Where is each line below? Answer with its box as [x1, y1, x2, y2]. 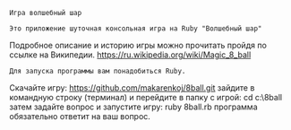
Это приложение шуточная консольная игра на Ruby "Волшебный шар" [9, 24, 262, 33]
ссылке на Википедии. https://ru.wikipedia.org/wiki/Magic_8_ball [9, 49, 252, 60]
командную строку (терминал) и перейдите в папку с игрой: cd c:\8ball [9, 92, 283, 102]
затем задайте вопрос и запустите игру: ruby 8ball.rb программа [9, 101, 258, 112]
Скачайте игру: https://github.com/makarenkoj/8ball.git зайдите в [9, 82, 255, 93]
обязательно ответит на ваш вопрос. [9, 111, 150, 121]
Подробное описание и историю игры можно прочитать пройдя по [9, 40, 267, 50]
